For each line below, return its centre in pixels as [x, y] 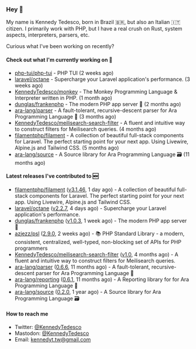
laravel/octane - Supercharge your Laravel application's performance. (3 [102, 79]
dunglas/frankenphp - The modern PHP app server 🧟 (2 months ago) [98, 104]
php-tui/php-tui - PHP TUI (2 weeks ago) [64, 73]
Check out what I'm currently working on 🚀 [59, 60]
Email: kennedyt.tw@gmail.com [53, 339]
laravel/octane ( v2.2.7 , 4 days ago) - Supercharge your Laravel [90, 208]
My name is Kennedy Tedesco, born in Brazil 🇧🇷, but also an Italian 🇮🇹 [93, 22]
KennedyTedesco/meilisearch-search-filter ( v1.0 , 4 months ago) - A [97, 254]
